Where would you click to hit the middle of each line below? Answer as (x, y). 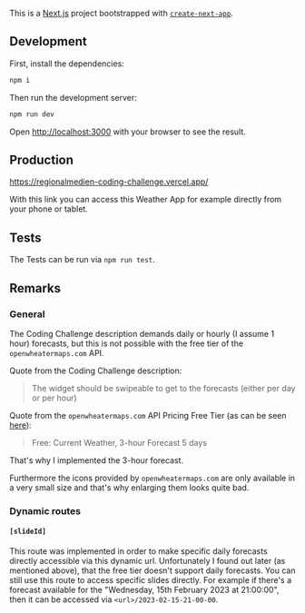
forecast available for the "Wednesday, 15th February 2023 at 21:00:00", (144, 590)
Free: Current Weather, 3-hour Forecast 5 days (119, 442)
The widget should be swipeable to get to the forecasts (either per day (163, 388)
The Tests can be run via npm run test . (83, 260)
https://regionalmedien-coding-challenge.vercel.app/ (109, 182)
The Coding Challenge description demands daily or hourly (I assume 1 (142, 333)
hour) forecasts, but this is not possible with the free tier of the (126, 343)
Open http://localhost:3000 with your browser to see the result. (128, 132)
